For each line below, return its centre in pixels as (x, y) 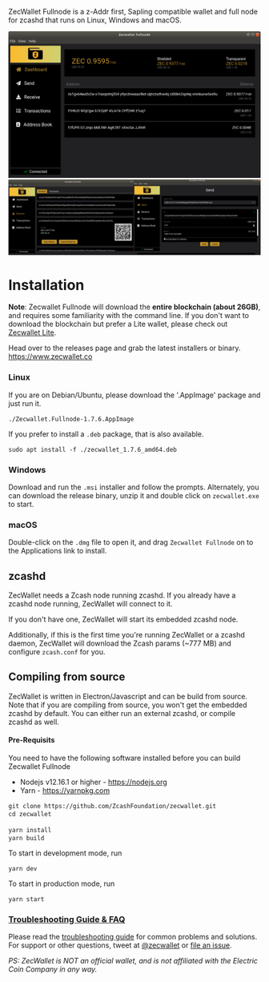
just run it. (25, 403)
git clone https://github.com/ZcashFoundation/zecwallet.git (112, 807)
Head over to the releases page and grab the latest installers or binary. (124, 348)
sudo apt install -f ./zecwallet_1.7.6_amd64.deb (93, 449)
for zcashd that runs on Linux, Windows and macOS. (95, 20)
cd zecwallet (30, 815)
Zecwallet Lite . (32, 332)
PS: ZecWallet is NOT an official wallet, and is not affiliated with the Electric (133, 961)
